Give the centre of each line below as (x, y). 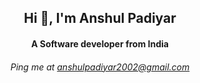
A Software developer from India (100, 43)
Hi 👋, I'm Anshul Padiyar (100, 18)
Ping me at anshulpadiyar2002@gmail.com (100, 67)
